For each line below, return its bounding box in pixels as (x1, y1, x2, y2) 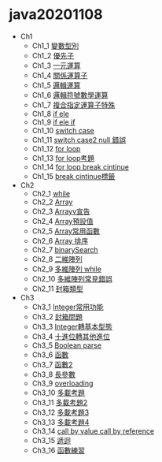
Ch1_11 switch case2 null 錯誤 (31, 135, 127, 144)
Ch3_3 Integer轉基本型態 (31, 322, 112, 331)
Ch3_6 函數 (31, 349, 69, 360)
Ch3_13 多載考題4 (31, 417, 90, 427)
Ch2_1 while (31, 188, 70, 198)
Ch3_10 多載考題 (31, 388, 86, 397)
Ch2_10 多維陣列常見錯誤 (31, 274, 112, 283)
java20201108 (9, 6, 103, 24)
